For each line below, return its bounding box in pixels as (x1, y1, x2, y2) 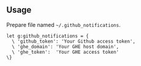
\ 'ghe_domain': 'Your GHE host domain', (12, 43, 120, 50)
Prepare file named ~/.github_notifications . (6, 21, 121, 28)
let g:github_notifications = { (6, 33, 89, 39)
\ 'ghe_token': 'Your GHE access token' (12, 49, 120, 55)
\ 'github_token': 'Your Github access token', (12, 38, 136, 45)
